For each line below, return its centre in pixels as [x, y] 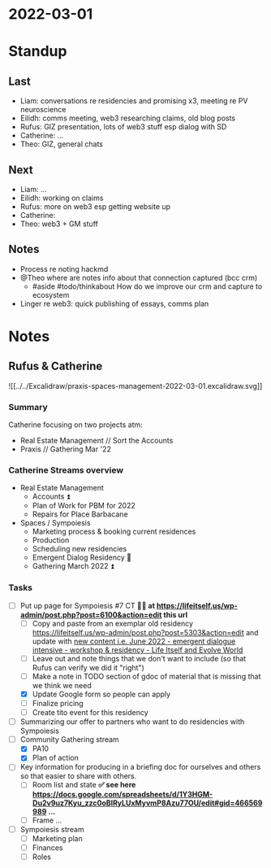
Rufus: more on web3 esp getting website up [95, 207]
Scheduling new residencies [80, 549]
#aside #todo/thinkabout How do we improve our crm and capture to [147, 286]
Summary [28, 407]
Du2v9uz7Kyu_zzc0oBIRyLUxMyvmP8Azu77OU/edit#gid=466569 [147, 803]
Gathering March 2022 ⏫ [73, 566]
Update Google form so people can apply [101, 694]
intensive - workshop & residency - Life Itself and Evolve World [138, 650]
